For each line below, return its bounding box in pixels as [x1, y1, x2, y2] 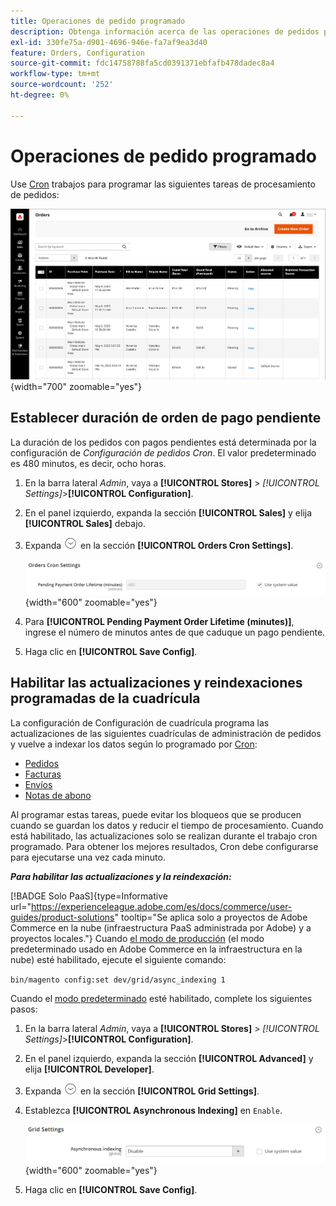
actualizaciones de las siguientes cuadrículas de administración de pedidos [10, 727, 322, 739]
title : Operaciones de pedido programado [10, 16, 186, 26]
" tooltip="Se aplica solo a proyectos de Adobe [114, 911, 308, 923]
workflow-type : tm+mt [10, 69, 101, 79]
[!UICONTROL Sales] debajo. [24, 517, 146, 529]
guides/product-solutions [10, 911, 115, 923]
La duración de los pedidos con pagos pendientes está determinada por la [10, 436, 317, 448]
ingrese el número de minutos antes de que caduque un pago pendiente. [24, 626, 326, 638]
